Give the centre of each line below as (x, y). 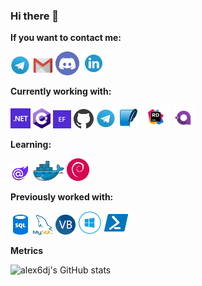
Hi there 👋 (35, 16)
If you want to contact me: (66, 38)
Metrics (27, 251)
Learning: (31, 145)
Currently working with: (61, 91)
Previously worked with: (62, 197)
